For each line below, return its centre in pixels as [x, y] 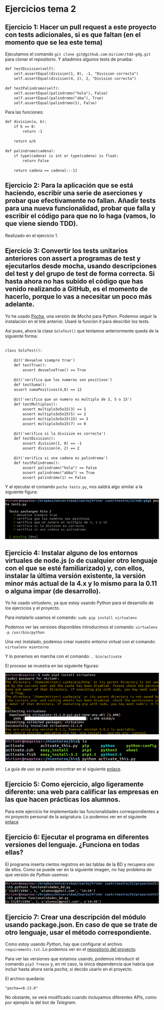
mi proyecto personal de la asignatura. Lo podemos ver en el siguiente [76, 816]
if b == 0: [25, 127]
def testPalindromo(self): [32, 88]
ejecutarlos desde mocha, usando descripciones [81, 266]
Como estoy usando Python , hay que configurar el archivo [64, 944]
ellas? [14, 852]
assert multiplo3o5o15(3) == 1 [54, 409]
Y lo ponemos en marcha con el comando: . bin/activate [63, 657]
